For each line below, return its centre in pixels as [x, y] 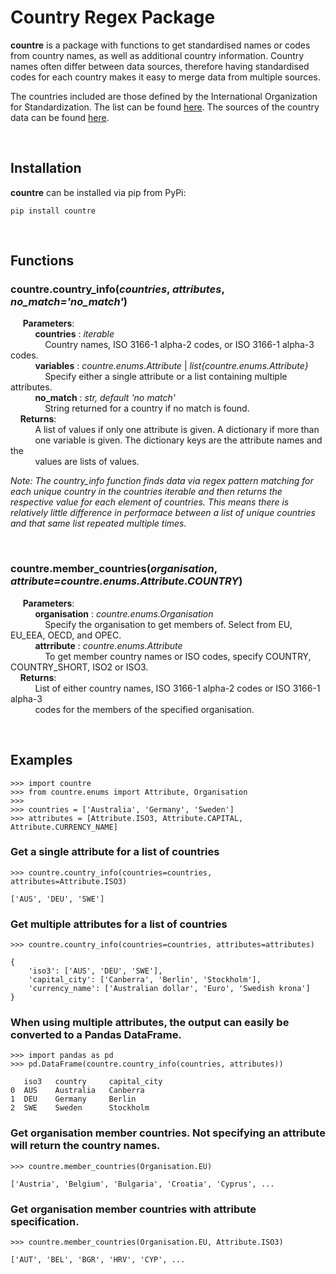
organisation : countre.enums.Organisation [124, 613]
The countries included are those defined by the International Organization [164, 96]
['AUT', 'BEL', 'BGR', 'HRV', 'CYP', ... [98, 1260]
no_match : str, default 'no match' [105, 398]
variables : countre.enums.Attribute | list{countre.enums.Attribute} [171, 366]
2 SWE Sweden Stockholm [80, 1108]
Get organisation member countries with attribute [133, 1209]
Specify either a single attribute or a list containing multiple [166, 377]
